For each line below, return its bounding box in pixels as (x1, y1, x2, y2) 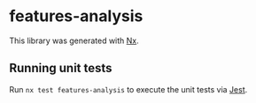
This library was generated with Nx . (9, 35, 139, 46)
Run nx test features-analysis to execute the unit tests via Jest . (9, 84, 248, 94)
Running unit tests (9, 61, 112, 76)
